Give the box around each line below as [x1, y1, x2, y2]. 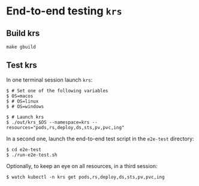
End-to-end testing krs [6, 4, 122, 18]
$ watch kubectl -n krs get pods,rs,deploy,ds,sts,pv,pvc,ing [6, 174, 165, 180]
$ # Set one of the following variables [6, 88, 109, 94]
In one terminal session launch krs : [6, 76, 93, 83]
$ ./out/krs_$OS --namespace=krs [6, 119, 90, 125]
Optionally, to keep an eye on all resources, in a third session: [6, 162, 158, 169]
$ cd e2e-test [6, 146, 42, 152]
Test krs [6, 60, 37, 70]
